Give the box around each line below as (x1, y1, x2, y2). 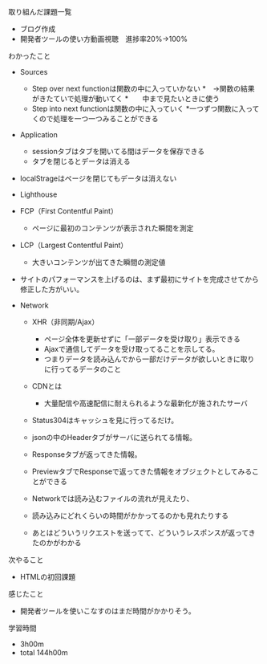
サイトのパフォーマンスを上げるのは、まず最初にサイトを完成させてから (19, 275, 259, 283)
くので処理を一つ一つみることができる (31, 114, 159, 123)
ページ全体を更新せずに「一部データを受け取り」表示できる (43, 334, 241, 344)
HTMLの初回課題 (19, 572, 76, 581)
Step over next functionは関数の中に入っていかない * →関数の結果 (31, 84, 255, 93)
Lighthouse (19, 189, 58, 199)
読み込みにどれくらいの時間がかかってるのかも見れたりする (31, 511, 229, 520)
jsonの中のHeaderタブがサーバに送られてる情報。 (31, 433, 197, 442)
